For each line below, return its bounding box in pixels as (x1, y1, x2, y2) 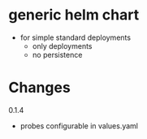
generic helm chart (8, 6, 140, 24)
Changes (8, 79, 71, 97)
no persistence (32, 50, 83, 59)
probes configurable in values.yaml (19, 120, 138, 131)
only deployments (32, 41, 93, 50)
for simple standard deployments (19, 33, 132, 42)
